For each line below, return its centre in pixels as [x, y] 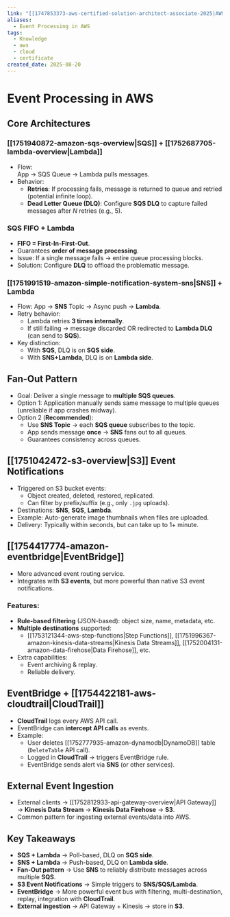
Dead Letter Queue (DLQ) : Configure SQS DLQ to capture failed [117, 203]
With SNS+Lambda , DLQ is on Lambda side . [90, 358]
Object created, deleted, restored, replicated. [91, 496]
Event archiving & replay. [62, 664]
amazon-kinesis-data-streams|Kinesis [81, 642]
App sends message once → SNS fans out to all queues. [107, 432]
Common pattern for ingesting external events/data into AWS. [104, 817]
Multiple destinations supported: [64, 628]
